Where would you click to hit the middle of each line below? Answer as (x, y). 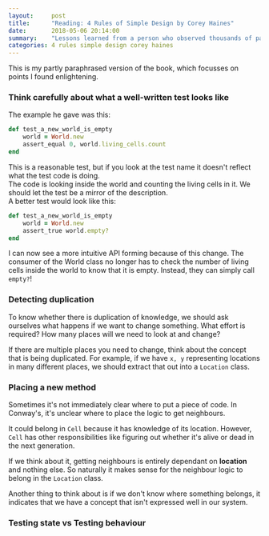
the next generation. (42, 446)
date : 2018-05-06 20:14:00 (64, 30)
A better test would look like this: (62, 201)
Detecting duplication (51, 299)
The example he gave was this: (59, 115)
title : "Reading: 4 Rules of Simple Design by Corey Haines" (121, 23)
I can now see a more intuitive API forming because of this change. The (126, 254)
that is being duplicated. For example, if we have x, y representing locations (134, 358)
